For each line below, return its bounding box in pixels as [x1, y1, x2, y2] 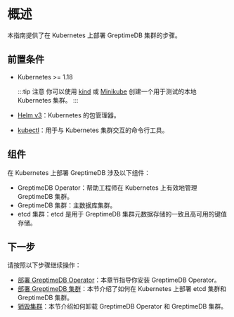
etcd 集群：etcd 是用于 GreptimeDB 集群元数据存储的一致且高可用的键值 [17, 209, 227, 218]
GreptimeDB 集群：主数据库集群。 [17, 201, 117, 209]
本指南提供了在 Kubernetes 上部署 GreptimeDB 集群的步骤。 [7, 31, 181, 39]
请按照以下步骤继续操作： [7, 261, 82, 269]
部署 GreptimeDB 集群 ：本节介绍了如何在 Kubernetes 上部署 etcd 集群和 [17, 285, 227, 293]
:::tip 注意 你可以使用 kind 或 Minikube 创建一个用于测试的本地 [17, 87, 197, 96]
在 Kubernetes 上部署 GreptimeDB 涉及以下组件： [7, 168, 151, 176]
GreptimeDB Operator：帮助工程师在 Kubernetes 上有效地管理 [17, 183, 198, 192]
